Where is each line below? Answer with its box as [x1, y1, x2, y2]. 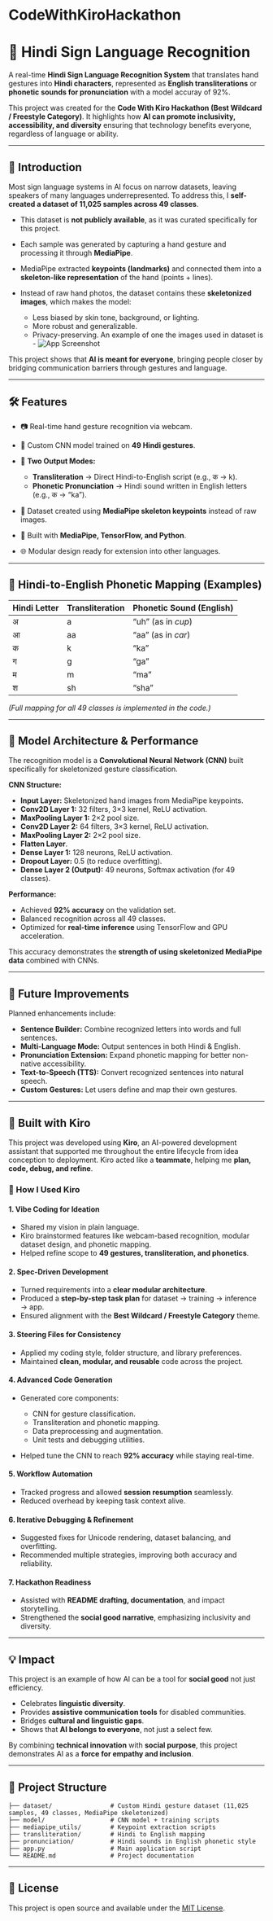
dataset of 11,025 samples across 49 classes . [42, 199, 199, 208]
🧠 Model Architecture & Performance [8, 734, 199, 748]
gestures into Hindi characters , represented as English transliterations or [8, 79, 258, 89]
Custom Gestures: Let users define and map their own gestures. [19, 1085, 238, 1094]
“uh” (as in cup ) [132, 616, 193, 627]
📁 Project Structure [8, 1780, 107, 1794]
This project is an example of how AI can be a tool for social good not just [8, 1674, 256, 1684]
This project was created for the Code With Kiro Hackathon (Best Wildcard [8, 103, 262, 113]
